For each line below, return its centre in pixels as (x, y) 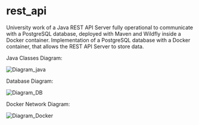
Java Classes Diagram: (34, 58)
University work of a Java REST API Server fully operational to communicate (100, 27)
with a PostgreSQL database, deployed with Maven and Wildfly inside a (94, 33)
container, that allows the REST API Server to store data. (75, 46)
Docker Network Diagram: (38, 104)
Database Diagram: (30, 81)
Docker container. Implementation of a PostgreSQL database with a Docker (98, 40)
